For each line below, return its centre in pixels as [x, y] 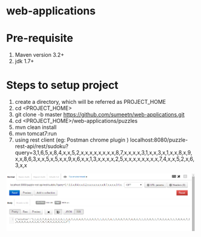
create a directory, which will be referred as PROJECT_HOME [90, 102]
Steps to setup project [62, 85]
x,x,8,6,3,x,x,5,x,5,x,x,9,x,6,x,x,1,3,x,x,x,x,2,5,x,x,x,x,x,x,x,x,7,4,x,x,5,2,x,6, [104, 159]
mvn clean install [36, 127]
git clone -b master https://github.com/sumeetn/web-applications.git [100, 115]
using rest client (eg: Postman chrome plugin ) [72, 140]
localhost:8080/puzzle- [159, 140]
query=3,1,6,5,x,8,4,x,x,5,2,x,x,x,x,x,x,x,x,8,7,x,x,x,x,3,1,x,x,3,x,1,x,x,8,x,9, [103, 153]
